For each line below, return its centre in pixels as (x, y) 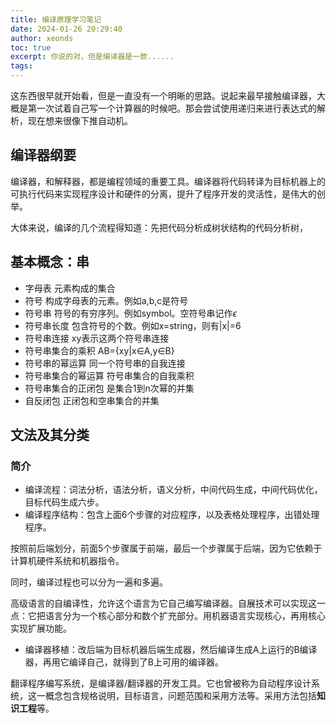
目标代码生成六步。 (64, 502)
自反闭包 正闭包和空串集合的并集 (92, 400)
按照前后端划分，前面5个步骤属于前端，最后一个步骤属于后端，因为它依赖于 (166, 548)
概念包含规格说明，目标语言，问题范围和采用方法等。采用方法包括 (180, 696)
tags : (21, 66)
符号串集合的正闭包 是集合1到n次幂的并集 (109, 388)
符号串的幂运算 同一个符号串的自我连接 (105, 363)
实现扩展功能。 (41, 628)
